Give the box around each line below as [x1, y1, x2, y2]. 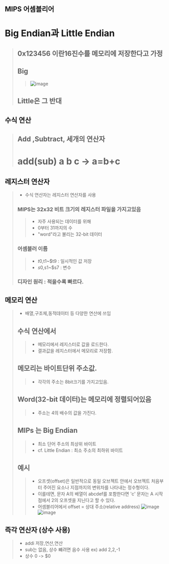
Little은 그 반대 [17, 97, 62, 106]
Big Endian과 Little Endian [5, 27, 115, 39]
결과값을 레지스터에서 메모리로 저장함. [37, 348, 113, 354]
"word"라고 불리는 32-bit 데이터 [37, 231, 103, 237]
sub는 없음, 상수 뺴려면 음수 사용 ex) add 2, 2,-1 [25, 547, 120, 553]
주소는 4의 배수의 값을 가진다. [37, 409, 96, 416]
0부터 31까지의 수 [37, 225, 73, 231]
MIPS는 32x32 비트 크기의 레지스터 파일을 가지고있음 [17, 205, 141, 213]
